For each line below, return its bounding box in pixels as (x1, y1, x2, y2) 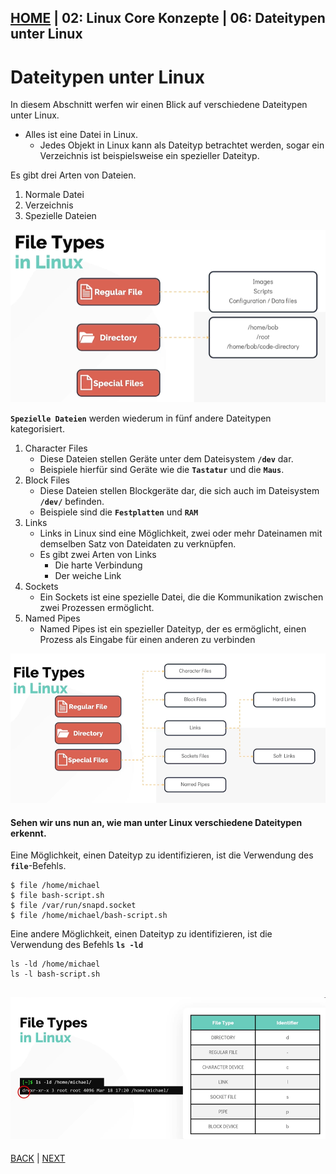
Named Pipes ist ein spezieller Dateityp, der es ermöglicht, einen (39, 622, 307, 635)
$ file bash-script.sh (10, 891, 105, 901)
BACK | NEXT (10, 1152, 66, 1165)
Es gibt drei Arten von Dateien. (10, 169, 137, 181)
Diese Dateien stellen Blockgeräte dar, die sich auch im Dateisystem (39, 484, 320, 496)
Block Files (24, 474, 70, 486)
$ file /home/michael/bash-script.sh (10, 911, 168, 921)
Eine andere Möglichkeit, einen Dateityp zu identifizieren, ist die (10, 928, 273, 940)
